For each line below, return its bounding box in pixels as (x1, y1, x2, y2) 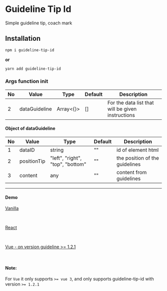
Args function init (5, 78, 48, 85)
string (50, 147, 64, 153)
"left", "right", (50, 155, 82, 161)
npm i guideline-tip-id (5, 47, 55, 53)
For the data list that (107, 99, 154, 106)
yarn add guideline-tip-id (5, 66, 61, 71)
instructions (107, 111, 135, 118)
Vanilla (5, 205, 19, 211)
